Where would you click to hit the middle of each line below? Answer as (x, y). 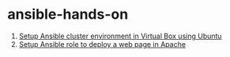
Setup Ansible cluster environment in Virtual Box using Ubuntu (120, 36)
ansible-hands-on (68, 14)
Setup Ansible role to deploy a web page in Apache (102, 44)
